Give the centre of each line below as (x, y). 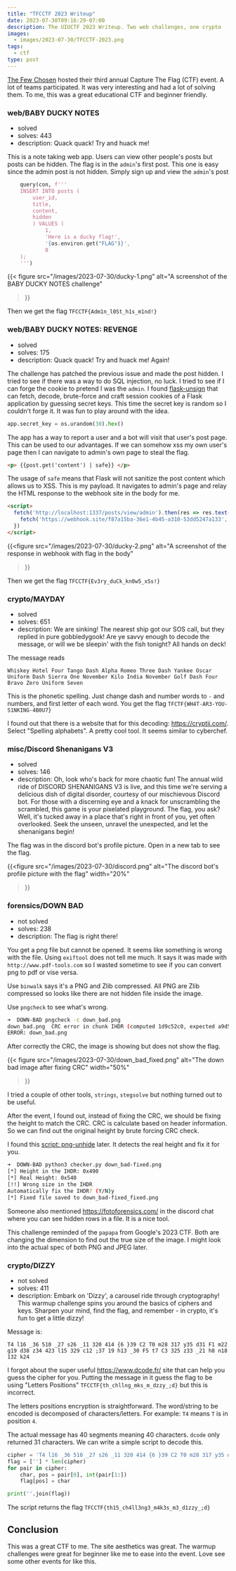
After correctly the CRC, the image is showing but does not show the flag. (114, 1047)
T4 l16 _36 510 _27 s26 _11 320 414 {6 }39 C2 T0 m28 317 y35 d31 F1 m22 (118, 1344)
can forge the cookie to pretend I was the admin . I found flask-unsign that (113, 389)
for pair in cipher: (38, 1468)
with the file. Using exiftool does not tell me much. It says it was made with (117, 957)
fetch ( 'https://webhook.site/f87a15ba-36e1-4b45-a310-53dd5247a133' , (124, 519)
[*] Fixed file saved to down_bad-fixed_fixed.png (83, 1197)
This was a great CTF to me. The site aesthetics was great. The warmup (112, 1546)
